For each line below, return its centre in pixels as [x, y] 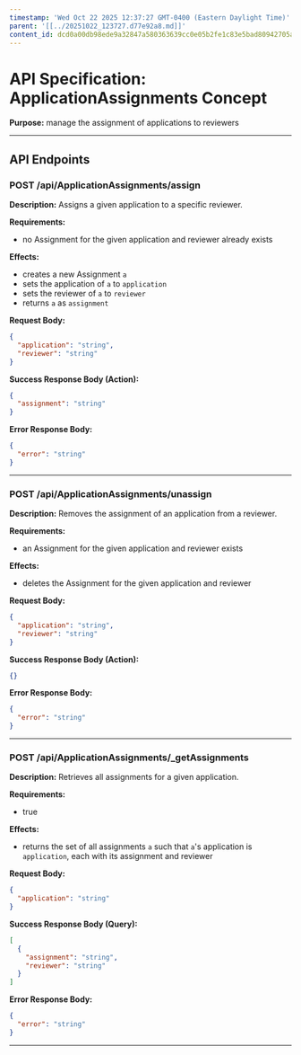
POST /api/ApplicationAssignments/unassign [111, 493]
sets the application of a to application [95, 284]
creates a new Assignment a [74, 274]
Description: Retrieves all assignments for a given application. [124, 777]
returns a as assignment [65, 303]
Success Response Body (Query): [73, 924]
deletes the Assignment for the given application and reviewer [137, 583]
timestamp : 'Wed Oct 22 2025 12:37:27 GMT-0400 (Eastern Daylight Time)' [150, 18]
